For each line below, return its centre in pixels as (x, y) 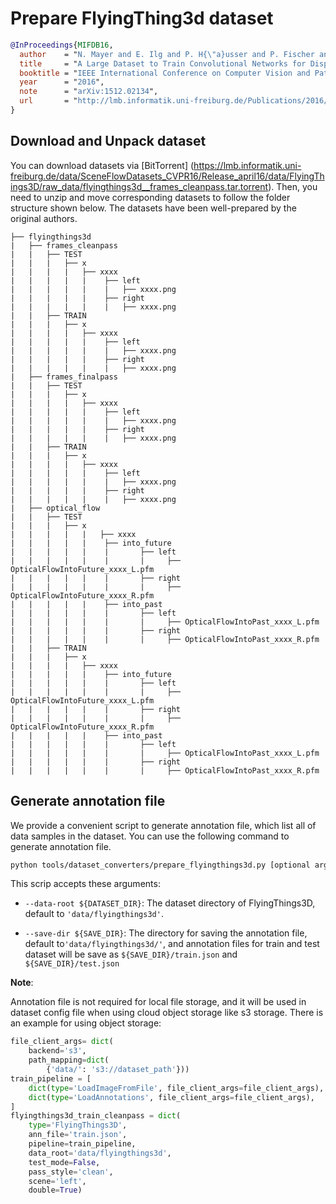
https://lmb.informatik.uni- (247, 165)
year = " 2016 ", (62, 82)
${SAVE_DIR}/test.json (72, 964)
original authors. (44, 218)
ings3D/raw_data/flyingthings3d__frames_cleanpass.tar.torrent (139, 186)
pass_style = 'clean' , (71, 1172)
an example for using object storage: (86, 1023)
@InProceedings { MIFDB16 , (62, 45)
